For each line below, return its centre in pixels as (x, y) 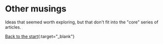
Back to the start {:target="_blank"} (40, 36)
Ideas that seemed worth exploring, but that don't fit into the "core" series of (82, 22)
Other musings (36, 9)
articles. (13, 27)
